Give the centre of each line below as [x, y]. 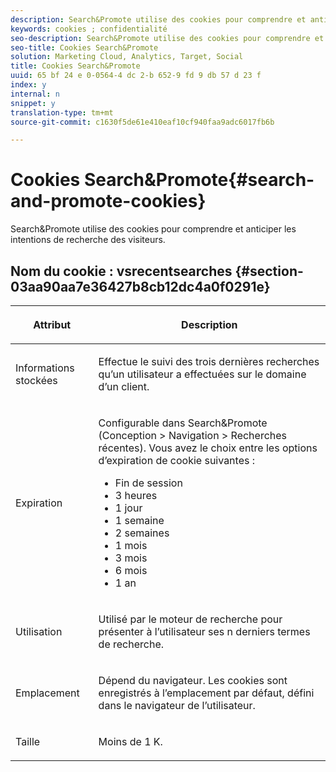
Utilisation [39, 631]
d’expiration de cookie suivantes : [177, 460]
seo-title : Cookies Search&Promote [84, 47]
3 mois [131, 558]
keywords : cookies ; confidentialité [89, 29]
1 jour [128, 508]
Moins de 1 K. [130, 741]
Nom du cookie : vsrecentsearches [121, 271]
